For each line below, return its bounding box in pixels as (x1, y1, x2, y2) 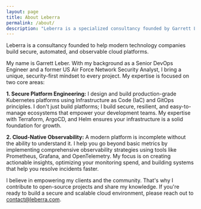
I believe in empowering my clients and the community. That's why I (6, 177, 173, 184)
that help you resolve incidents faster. (6, 165, 99, 173)
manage (6, 109, 27, 116)
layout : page (6, 8, 39, 15)
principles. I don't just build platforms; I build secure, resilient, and (6, 103, 169, 110)
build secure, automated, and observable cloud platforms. (6, 48, 149, 56)
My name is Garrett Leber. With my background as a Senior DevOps (6, 60, 173, 67)
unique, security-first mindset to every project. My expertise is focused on (6, 72, 190, 79)
